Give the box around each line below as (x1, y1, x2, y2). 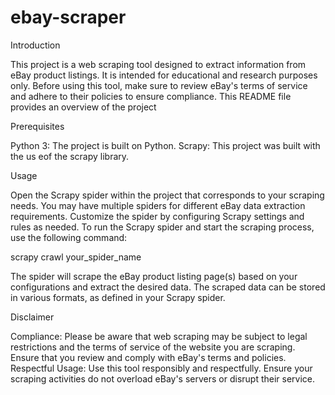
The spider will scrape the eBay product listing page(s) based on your (10, 270, 298, 282)
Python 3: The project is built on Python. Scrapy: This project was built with (10, 139, 321, 151)
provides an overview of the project (10, 101, 157, 113)
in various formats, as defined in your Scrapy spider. (10, 291, 226, 303)
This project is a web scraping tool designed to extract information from (10, 58, 307, 70)
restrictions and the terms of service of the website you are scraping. (10, 341, 296, 353)
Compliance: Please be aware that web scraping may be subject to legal (10, 330, 308, 342)
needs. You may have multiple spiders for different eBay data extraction (10, 199, 306, 211)
